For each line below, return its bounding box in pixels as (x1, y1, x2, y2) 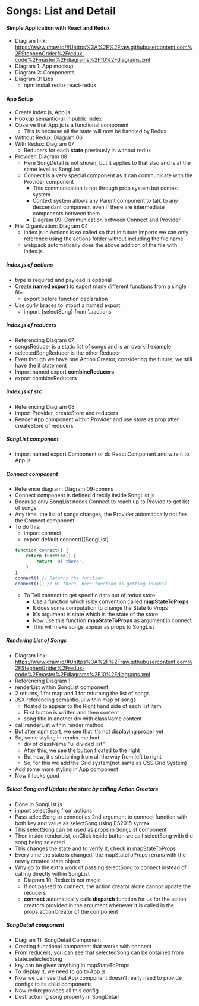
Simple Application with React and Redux (6, 24, 110, 31)
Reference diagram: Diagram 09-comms (14, 485, 114, 493)
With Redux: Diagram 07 (14, 140, 74, 147)
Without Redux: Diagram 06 (14, 134, 83, 141)
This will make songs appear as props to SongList (32, 623, 154, 630)
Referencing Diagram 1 (14, 677, 71, 684)
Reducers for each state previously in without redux (23, 146, 151, 153)
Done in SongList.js (14, 800, 62, 807)
